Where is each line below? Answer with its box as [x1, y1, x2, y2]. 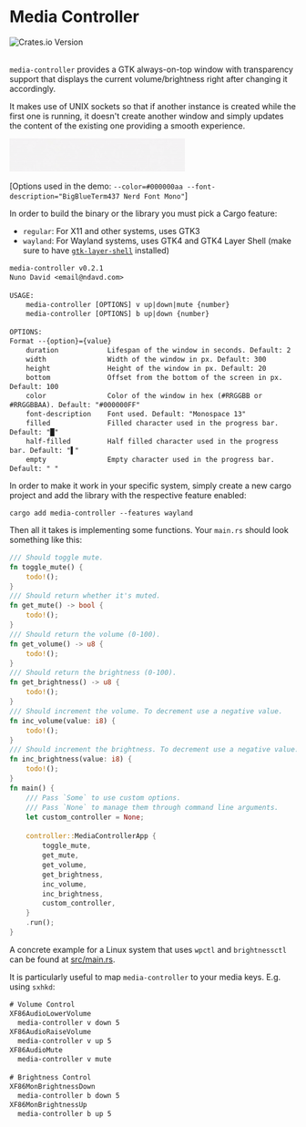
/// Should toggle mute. [9, 553, 104, 562]
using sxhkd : [9, 981, 56, 992]
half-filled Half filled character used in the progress [25, 436, 280, 446]
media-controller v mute [17, 1054, 112, 1063]
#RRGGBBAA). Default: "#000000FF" [9, 400, 141, 409]
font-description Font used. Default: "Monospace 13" [25, 409, 247, 418]
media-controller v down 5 [17, 1018, 120, 1027]
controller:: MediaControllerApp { [25, 832, 157, 841]
